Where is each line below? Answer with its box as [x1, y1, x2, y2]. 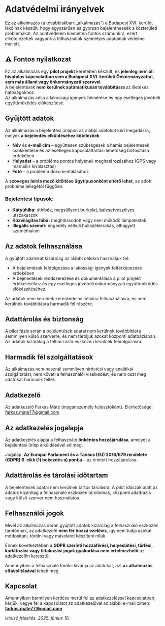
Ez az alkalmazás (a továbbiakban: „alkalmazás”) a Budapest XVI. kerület [5, 20, 153, 26]
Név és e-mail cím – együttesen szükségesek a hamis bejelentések [12, 142, 150, 148]
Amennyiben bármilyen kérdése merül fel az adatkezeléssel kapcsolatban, [5, 595, 156, 601]
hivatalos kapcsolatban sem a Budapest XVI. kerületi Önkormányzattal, [5, 73, 154, 80]
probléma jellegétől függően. [5, 183, 64, 189]
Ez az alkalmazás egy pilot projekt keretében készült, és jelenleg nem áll [5, 68, 154, 74]
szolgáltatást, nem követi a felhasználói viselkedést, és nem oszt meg [5, 371, 146, 377]
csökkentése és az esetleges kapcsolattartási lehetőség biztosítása [12, 147, 149, 153]
